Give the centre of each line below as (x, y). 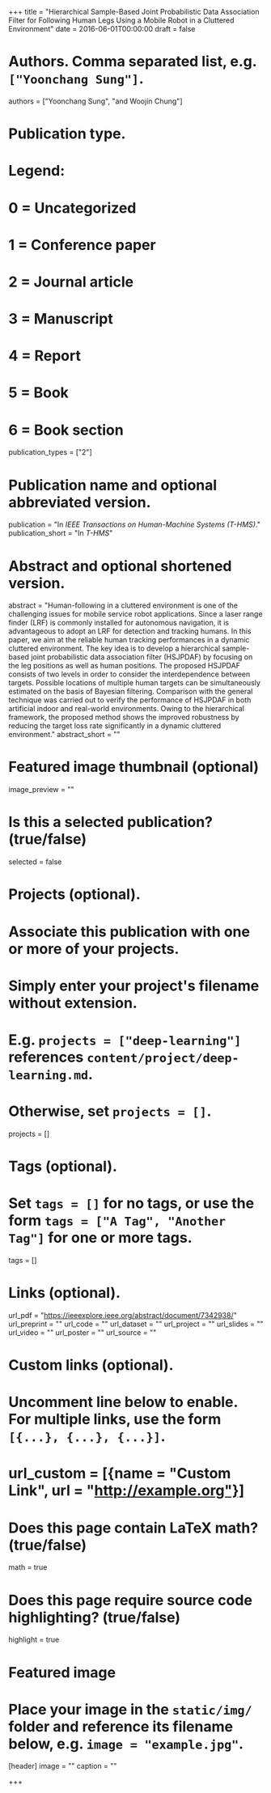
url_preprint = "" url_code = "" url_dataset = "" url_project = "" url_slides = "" (136, 1324)
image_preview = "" (41, 790)
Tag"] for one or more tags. (100, 1238)
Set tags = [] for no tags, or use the (131, 1204)
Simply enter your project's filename (134, 986)
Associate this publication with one (129, 932)
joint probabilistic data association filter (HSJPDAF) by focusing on (142, 657)
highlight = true (34, 1640)
